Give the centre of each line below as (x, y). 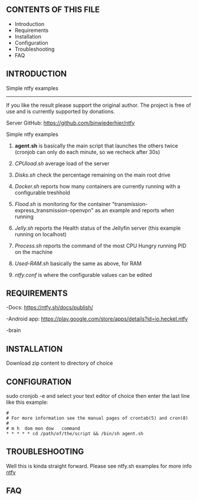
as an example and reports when (135, 210)
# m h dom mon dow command (43, 429)
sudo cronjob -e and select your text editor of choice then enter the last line (98, 396)
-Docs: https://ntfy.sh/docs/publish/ (49, 308)
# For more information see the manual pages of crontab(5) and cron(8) (97, 419)
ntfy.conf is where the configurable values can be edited (83, 274)
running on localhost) (40, 234)
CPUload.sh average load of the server (62, 163)
